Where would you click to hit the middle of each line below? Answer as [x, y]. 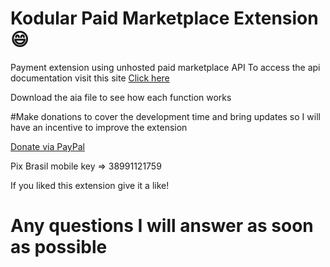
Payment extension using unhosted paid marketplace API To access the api [165, 67]
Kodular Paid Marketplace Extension [164, 18]
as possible [59, 247]
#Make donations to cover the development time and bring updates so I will [165, 116]
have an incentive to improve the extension [99, 127]
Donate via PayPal [47, 146]
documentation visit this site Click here [90, 78]
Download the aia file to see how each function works [121, 97]
